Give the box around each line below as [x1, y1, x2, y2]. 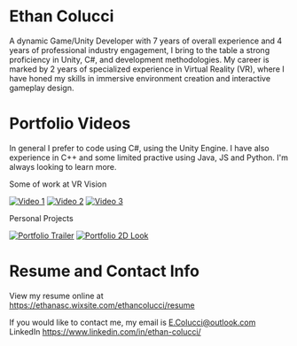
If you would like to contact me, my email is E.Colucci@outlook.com [9, 317, 256, 327]
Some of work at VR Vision [9, 179, 107, 189]
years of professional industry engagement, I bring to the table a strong [9, 44, 270, 55]
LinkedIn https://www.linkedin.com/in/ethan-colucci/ [9, 326, 201, 337]
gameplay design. [9, 82, 74, 93]
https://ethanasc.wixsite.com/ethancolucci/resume [9, 299, 195, 311]
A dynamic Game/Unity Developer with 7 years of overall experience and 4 [9, 35, 283, 46]
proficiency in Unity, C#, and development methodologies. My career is [9, 54, 270, 65]
